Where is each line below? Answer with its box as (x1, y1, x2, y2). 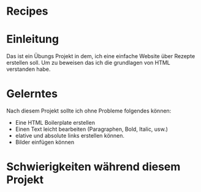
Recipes (6, 4, 48, 18)
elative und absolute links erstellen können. (15, 132, 124, 139)
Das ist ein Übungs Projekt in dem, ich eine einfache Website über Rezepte (6, 53, 195, 60)
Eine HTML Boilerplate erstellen (15, 119, 95, 127)
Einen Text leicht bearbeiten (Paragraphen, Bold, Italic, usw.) (15, 125, 169, 133)
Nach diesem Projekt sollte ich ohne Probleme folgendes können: (6, 107, 172, 114)
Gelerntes (6, 87, 58, 101)
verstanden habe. (6, 65, 51, 73)
